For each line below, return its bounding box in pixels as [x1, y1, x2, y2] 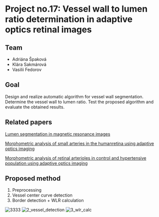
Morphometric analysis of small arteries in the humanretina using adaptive [5, 140, 155, 146]
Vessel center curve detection [12, 192, 73, 198]
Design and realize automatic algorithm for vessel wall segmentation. [5, 93, 144, 99]
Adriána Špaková [12, 56, 47, 62]
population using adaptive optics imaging [5, 160, 88, 166]
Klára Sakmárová [12, 62, 46, 67]
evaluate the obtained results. [5, 104, 65, 110]
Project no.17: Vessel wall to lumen [5, 3, 148, 15]
